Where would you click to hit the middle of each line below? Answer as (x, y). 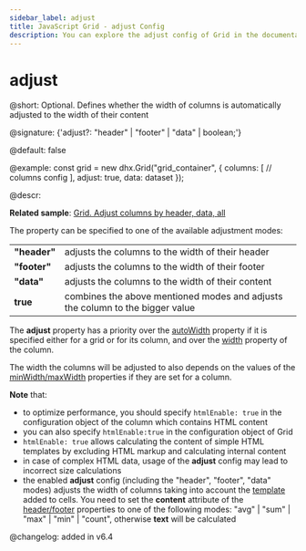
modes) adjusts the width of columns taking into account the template (154, 490)
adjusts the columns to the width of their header (167, 252)
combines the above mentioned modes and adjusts (173, 296)
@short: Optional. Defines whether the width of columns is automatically (145, 105)
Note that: (28, 395)
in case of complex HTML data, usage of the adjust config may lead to (155, 461)
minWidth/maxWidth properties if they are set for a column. (121, 377)
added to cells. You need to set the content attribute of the (133, 500)
